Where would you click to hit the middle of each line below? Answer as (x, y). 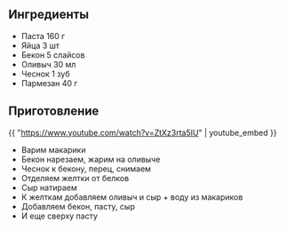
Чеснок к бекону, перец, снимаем (86, 169)
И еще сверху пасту (60, 216)
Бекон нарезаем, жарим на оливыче (91, 159)
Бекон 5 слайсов (53, 55)
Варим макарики (53, 149)
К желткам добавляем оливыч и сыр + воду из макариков (132, 197)
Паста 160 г (43, 36)
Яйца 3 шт (40, 45)
